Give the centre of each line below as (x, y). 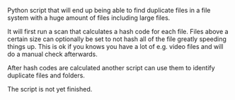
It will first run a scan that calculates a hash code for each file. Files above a (118, 32)
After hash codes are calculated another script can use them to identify (111, 68)
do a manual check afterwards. (52, 54)
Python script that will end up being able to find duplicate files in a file (109, 10)
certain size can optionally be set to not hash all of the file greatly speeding (117, 39)
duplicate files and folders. (46, 75)
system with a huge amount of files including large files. (89, 18)
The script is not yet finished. (50, 89)
